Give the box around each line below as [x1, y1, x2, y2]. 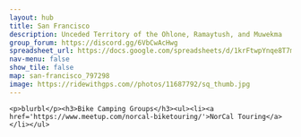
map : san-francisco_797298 [9, 72, 110, 81]
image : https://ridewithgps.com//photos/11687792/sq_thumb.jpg [9, 80, 251, 89]
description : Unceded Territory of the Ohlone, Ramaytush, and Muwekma [9, 30, 282, 39]
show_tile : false [9, 64, 74, 73]
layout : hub [9, 13, 54, 22]
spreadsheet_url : [9, 47, 74, 56]
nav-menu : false [9, 55, 70, 64]
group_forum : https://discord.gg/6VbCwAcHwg [9, 38, 178, 47]
